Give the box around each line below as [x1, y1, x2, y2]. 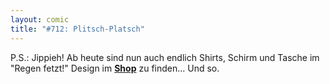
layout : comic [10, 14, 70, 25]
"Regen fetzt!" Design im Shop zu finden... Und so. [10, 62, 220, 74]
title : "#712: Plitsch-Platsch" [10, 24, 145, 34]
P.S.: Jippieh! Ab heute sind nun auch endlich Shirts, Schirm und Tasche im [10, 51, 320, 63]
